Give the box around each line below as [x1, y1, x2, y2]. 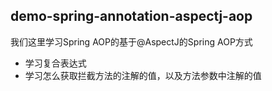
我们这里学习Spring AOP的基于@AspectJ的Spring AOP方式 [10, 35, 253, 48]
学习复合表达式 [24, 57, 87, 69]
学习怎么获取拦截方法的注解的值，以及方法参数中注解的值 [24, 69, 262, 81]
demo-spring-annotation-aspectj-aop [10, 8, 253, 25]
